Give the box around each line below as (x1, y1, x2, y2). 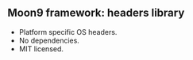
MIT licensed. (18, 43, 64, 54)
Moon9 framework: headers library (7, 6, 185, 20)
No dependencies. (18, 36, 80, 45)
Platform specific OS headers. (18, 27, 118, 36)
